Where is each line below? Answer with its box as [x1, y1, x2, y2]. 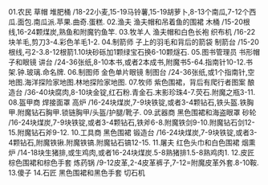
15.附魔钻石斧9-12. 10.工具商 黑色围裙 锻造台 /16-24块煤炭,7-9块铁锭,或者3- [8, 128, 258, 137]
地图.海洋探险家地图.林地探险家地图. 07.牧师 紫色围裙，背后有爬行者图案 [8, 77, 246, 87]
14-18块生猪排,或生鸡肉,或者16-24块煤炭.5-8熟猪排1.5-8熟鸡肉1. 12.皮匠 [19, 148, 255, 157]
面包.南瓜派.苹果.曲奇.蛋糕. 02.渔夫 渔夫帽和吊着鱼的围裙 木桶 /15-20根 [17, 17, 250, 27]
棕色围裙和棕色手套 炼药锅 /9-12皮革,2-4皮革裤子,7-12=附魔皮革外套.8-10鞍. [8, 158, 259, 167]
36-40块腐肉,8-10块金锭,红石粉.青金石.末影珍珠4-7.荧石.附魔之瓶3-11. [26, 88, 255, 97]
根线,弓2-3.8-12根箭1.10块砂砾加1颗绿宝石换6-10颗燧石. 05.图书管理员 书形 [8, 47, 254, 56]
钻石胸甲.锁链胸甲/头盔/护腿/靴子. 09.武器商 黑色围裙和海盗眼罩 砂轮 [31, 108, 257, 117]
